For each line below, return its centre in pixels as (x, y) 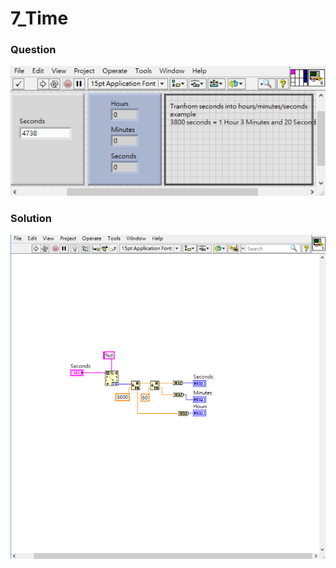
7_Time (39, 18)
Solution (31, 219)
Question (33, 50)
